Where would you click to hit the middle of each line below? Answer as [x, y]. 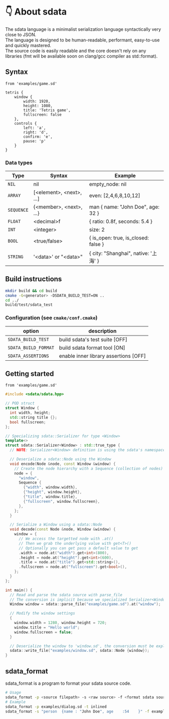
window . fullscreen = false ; [44, 632]
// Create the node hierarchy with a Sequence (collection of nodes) [89, 468]
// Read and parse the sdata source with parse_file [66, 595]
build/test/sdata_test [29, 305]
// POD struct [20, 403]
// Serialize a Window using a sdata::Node [56, 525]
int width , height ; [30, 413]
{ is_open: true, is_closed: [119, 238]
